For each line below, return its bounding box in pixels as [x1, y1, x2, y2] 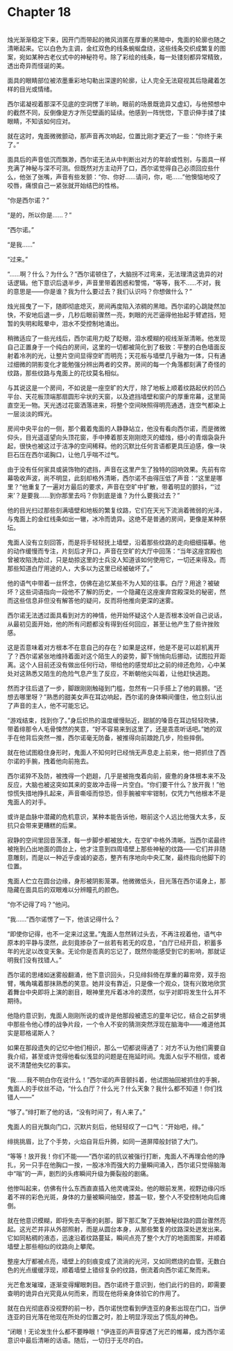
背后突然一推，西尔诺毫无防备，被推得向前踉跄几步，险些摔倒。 [25, 733, 208, 742]
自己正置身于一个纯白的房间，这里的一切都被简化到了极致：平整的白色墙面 [7, 342, 220, 351]
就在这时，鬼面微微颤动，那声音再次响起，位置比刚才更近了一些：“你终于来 [7, 131, 223, 140]
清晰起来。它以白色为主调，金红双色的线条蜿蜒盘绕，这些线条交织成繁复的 [7, 44, 220, 52]
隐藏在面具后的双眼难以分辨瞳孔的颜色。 [7, 885, 123, 893]
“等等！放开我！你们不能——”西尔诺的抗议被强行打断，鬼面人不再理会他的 [7, 1152, 220, 1160]
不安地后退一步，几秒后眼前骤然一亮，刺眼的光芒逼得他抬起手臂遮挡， [19, 310, 220, 319]
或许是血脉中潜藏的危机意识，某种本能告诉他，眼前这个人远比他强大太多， [7, 812, 220, 820]
